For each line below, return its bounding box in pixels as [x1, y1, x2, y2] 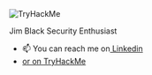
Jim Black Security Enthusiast [9, 26, 118, 36]
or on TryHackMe [21, 56, 87, 66]
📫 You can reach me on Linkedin [21, 43, 143, 54]
